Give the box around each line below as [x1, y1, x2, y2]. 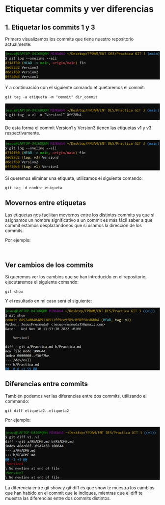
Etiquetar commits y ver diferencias [5, 3, 154, 15]
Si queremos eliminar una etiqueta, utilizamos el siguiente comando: [5, 175, 143, 181]
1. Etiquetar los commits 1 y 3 [5, 23, 95, 32]
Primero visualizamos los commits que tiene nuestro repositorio [5, 36, 134, 42]
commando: [5, 398, 29, 404]
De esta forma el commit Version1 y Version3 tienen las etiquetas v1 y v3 [5, 125, 152, 131]
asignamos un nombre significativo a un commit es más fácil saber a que [5, 217, 153, 223]
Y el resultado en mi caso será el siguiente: [5, 298, 92, 304]
